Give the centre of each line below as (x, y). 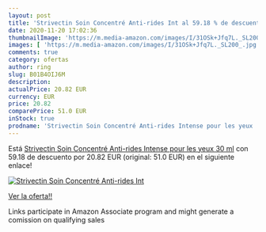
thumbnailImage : (35, 38)
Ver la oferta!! (30, 196)
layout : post (30, 15)
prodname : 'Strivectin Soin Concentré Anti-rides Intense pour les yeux (131, 126)
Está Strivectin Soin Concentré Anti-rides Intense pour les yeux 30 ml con (128, 148)
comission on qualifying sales (57, 219)
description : (30, 82)
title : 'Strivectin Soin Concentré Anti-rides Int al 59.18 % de (118, 23)
